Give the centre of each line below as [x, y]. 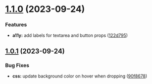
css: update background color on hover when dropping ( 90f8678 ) [80, 76]
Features [16, 25]
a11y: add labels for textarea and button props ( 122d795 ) [70, 35]
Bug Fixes [17, 65]
